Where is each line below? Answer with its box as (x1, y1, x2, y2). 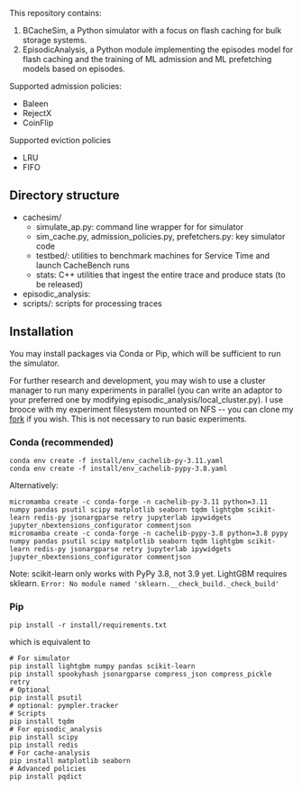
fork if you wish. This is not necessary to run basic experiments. (9, 413, 248, 424)
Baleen (22, 98, 49, 109)
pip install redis (9, 740, 78, 750)
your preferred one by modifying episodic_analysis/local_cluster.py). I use (9, 394, 284, 404)
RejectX (22, 108, 52, 118)
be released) (35, 278, 84, 289)
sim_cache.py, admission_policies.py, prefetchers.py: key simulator (35, 231, 286, 241)
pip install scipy (9, 733, 78, 742)
